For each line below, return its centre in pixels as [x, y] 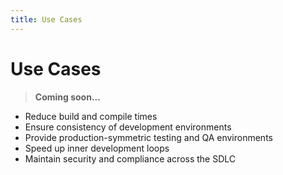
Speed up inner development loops [97, 148]
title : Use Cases [46, 19]
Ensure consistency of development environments [128, 127]
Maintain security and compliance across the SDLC [130, 158]
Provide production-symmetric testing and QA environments [148, 137]
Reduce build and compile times [91, 116]
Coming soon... [67, 97]
